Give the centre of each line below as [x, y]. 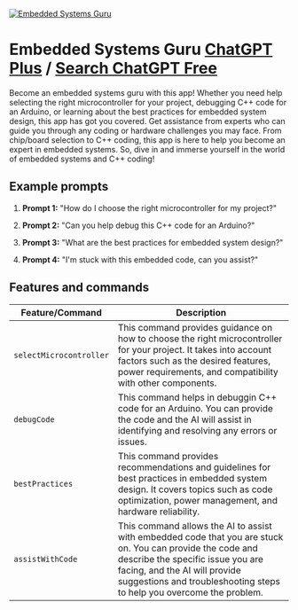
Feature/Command [61, 312]
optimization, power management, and [197, 500]
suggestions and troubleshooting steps [199, 581]
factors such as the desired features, [194, 361]
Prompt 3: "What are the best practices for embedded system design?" [153, 242]
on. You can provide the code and [188, 548]
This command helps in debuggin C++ [197, 397]
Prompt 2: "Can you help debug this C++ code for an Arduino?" [138, 225]
